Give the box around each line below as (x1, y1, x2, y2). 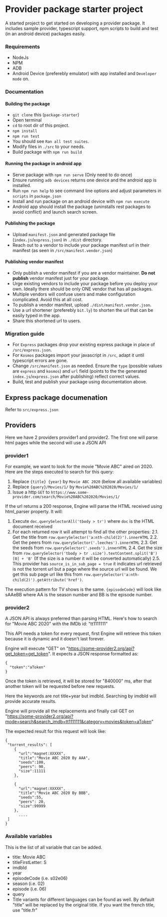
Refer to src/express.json (5, 407, 59, 413)
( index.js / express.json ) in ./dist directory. (12, 237, 103, 243)
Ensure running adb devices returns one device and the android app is (12, 177, 157, 183)
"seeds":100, (18, 760, 46, 765)
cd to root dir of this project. (12, 123, 70, 129)
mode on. (12, 76, 30, 82)
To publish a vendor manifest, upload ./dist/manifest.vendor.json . (12, 302, 152, 308)
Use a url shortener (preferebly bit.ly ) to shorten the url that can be (12, 307, 154, 313)
